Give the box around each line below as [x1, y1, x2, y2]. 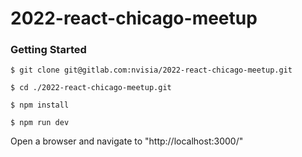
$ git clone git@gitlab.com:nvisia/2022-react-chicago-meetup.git [10, 65, 293, 76]
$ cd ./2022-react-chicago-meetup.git [10, 83, 172, 93]
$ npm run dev [10, 118, 70, 128]
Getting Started [10, 43, 87, 57]
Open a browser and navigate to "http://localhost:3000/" [10, 135, 244, 147]
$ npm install [10, 100, 70, 111]
